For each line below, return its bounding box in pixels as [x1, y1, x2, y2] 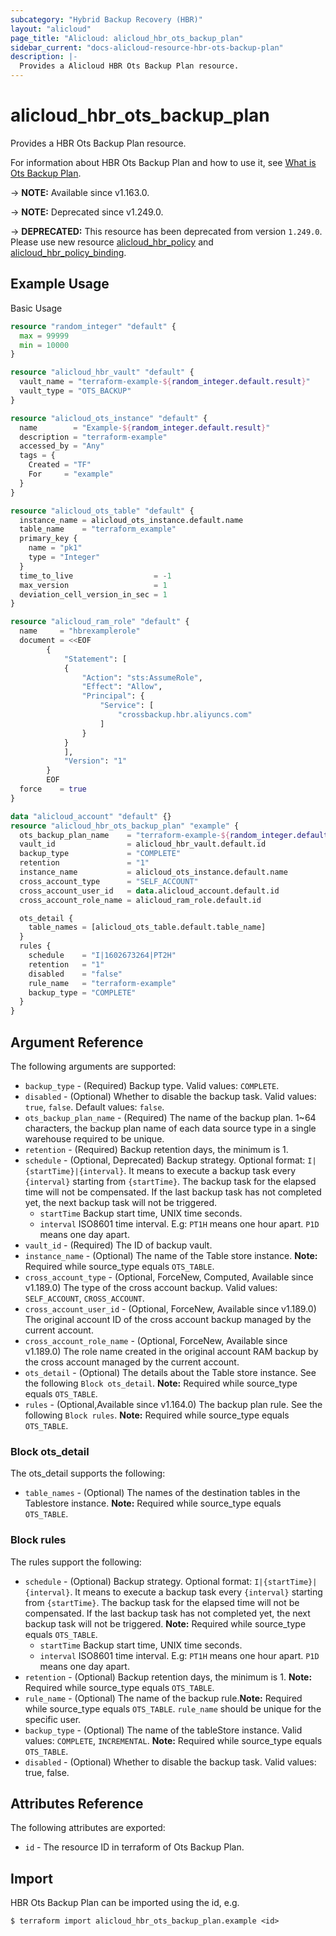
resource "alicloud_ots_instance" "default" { [10, 413, 208, 423]
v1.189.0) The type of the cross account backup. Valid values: [24, 1281, 278, 1293]
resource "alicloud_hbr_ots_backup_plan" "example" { [10, 821, 240, 831]
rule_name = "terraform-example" [28, 978, 177, 988]
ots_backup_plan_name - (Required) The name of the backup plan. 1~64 [24, 1111, 317, 1123]
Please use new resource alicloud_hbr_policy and [10, 236, 214, 248]
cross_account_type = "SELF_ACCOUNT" [19, 876, 199, 886]
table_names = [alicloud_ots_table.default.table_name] [28, 922, 267, 933]
